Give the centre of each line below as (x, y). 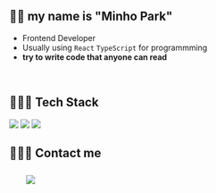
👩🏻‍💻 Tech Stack (54, 102)
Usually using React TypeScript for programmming (115, 47)
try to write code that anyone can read (95, 57)
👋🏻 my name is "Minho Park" (91, 17)
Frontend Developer (59, 38)
